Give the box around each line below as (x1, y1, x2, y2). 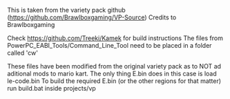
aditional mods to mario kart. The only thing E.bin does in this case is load (7, 69, 218, 78)
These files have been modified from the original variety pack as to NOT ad (7, 62, 222, 70)
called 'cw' (7, 48, 38, 57)
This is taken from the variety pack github (7, 6, 126, 14)
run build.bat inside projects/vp (7, 84, 97, 92)
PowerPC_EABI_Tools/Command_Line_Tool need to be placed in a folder (7, 42, 212, 49)
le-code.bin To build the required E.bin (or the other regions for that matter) (7, 77, 222, 85)
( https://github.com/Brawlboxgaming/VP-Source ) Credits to (7, 13, 177, 21)
